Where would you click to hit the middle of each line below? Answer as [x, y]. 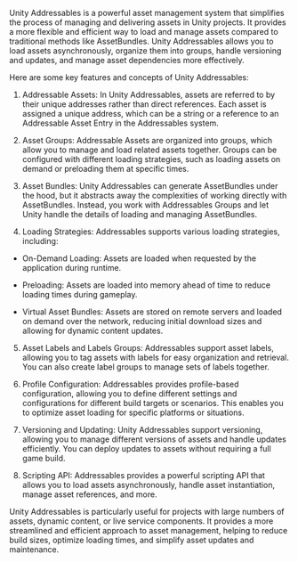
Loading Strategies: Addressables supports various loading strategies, [151, 232]
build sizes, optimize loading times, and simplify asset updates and [132, 540]
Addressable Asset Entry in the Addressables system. [121, 123]
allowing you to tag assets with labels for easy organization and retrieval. [155, 357]
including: [40, 241]
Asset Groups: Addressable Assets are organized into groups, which [147, 140]
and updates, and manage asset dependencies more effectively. [127, 60]
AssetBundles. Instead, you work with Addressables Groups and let [145, 205]
